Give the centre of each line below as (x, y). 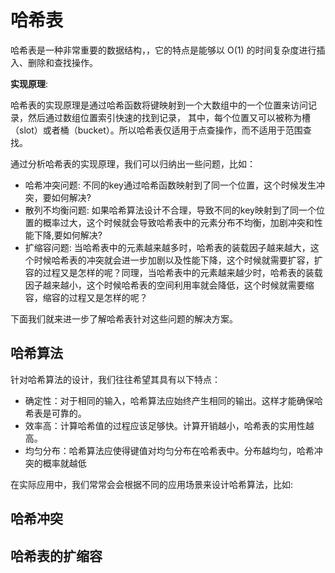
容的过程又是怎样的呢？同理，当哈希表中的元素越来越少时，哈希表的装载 (173, 272)
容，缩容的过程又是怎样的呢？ (86, 297)
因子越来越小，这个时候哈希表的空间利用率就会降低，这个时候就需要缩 (169, 285)
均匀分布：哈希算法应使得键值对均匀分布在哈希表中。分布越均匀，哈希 (169, 450)
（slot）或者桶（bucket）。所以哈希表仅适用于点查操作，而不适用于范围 (156, 130)
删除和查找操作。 (62, 62)
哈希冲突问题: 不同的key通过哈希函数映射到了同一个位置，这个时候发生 (170, 185)
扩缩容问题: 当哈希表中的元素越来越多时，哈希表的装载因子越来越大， (167, 247)
